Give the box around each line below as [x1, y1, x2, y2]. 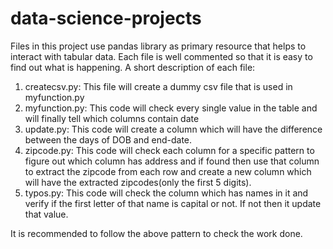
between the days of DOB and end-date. [24, 133, 193, 146]
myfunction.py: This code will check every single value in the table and [24, 102, 318, 114]
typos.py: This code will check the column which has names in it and [24, 187, 309, 199]
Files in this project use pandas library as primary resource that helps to [10, 40, 307, 52]
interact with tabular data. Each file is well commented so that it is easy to [10, 50, 313, 62]
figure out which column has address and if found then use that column [24, 155, 320, 167]
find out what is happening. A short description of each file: [10, 61, 256, 73]
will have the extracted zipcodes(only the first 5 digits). [24, 176, 252, 188]
